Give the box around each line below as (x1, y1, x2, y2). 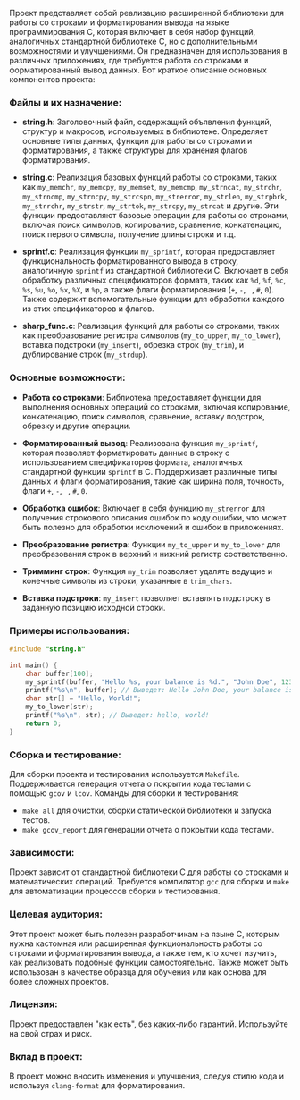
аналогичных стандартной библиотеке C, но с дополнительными (9, 36, 258, 47)
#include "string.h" (9, 644, 87, 654)
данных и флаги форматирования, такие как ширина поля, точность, (21, 476, 285, 487)
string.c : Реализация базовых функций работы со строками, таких (21, 172, 278, 182)
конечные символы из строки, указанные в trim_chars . (21, 575, 233, 586)
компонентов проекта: (9, 74, 96, 84)
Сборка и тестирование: (9, 749, 122, 761)
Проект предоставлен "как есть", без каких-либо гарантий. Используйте (9, 1019, 288, 1029)
